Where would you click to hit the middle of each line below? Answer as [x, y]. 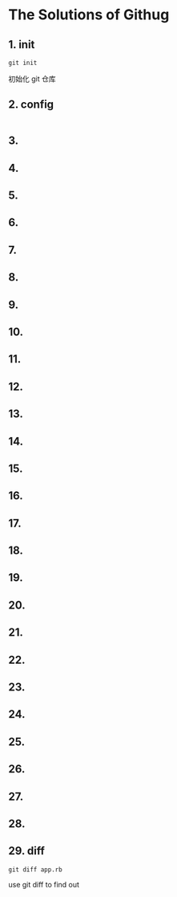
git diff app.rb [35, 870]
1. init [22, 45]
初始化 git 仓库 [32, 79]
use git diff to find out [44, 884]
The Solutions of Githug [89, 15]
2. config [31, 105]
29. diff [27, 851]
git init [23, 63]
